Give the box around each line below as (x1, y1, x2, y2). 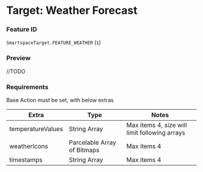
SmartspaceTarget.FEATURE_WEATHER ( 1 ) (6, 39, 101, 46)
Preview (6, 54, 31, 62)
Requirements (6, 83, 49, 91)
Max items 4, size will (126, 121, 187, 130)
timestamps (9, 156, 43, 164)
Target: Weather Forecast (6, 4, 138, 18)
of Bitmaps (68, 146, 100, 154)
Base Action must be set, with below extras (6, 97, 114, 104)
